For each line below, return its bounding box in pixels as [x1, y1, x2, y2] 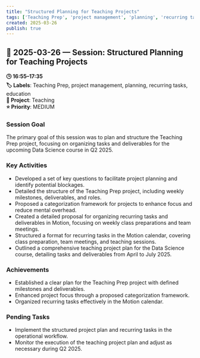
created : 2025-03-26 [6, 20, 58, 26]
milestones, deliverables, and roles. [14, 194, 102, 201]
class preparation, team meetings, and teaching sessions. [14, 238, 157, 245]
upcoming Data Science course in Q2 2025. [6, 146, 114, 153]
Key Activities [6, 161, 48, 169]
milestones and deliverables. [14, 285, 85, 292]
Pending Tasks [6, 313, 50, 321]
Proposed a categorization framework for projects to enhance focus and [14, 200, 192, 207]
